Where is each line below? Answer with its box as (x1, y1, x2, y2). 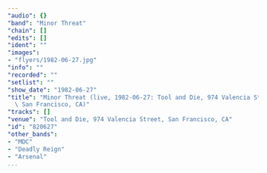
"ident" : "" (7, 41, 47, 49)
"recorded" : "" (7, 71, 58, 79)
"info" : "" (7, 64, 44, 72)
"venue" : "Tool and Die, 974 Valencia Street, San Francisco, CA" (7, 116, 233, 124)
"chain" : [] (7, 26, 47, 34)
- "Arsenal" (7, 152, 47, 160)
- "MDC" (7, 137, 33, 146)
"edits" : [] (7, 33, 47, 42)
